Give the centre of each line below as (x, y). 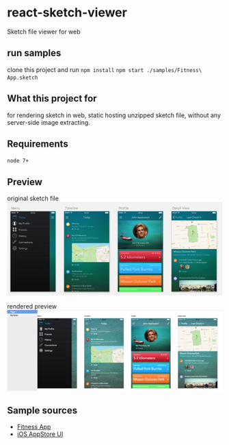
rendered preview (32, 306)
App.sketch (23, 77)
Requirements (38, 144)
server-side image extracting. (49, 122)
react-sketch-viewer (67, 13)
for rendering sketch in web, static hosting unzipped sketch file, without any (114, 115)
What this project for (52, 98)
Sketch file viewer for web (44, 32)
